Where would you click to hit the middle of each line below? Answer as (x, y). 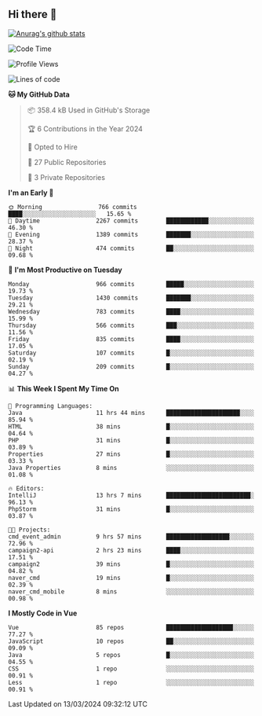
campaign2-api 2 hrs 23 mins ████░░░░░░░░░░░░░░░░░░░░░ (131, 550)
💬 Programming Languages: (50, 406)
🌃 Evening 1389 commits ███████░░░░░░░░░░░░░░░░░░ (131, 234)
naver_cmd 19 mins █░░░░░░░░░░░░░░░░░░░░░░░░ (131, 578)
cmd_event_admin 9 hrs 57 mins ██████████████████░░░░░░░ (131, 536)
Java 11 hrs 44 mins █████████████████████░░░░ (131, 413)
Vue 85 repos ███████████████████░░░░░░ (131, 627)
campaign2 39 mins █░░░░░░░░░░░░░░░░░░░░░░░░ (131, 564)
